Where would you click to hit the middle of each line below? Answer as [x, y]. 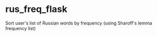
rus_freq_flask [36, 9]
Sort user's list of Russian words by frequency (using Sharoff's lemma [79, 23]
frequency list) [21, 28]
